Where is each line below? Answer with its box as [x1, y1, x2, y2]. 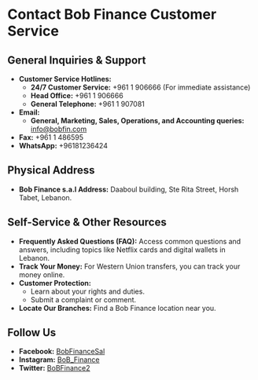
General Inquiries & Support [7, 53, 146, 67]
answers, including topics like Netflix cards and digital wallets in [18, 245, 226, 254]
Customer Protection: [18, 278, 91, 287]
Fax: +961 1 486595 [18, 133, 84, 142]
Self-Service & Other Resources [7, 216, 167, 229]
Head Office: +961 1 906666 [30, 91, 123, 100]
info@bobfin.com [30, 124, 87, 133]
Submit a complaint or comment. [30, 294, 137, 304]
